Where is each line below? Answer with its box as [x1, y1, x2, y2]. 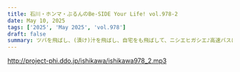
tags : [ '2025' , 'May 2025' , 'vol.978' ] [7, 24, 126, 31]
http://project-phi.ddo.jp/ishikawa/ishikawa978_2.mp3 [7, 56, 167, 65]
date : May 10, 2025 [7, 17, 66, 24]
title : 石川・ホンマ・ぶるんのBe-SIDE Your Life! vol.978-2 [7, 10, 179, 18]
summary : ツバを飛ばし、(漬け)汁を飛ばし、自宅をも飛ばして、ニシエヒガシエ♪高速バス [7, 37, 232, 44]
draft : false [7, 30, 46, 38]
